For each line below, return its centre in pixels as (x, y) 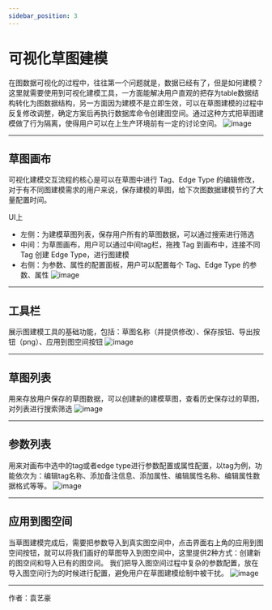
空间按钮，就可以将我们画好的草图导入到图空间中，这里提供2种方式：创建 (131, 552)
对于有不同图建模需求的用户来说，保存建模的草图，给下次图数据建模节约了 (132, 190)
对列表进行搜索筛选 (40, 409)
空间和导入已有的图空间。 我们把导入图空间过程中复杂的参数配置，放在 (140, 563)
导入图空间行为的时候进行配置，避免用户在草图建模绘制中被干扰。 (118, 573)
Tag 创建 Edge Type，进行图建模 (74, 255)
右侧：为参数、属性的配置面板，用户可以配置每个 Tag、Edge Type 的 (135, 265)
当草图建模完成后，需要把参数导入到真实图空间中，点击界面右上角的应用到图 (136, 542)
